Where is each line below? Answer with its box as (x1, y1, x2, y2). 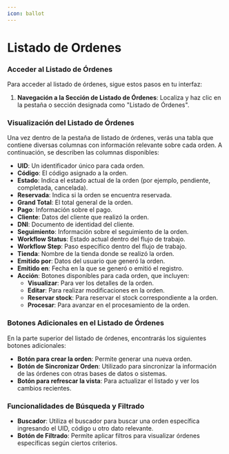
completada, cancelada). (17, 184, 88, 192)
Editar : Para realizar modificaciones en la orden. (27, 286, 166, 295)
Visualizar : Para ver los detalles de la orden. (27, 279, 154, 287)
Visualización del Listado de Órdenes (7, 118, 135, 128)
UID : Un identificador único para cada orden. (17, 161, 145, 170)
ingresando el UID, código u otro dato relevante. (17, 424, 154, 432)
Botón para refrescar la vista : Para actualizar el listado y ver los (17, 377, 200, 385)
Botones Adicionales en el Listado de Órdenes (7, 318, 164, 328)
